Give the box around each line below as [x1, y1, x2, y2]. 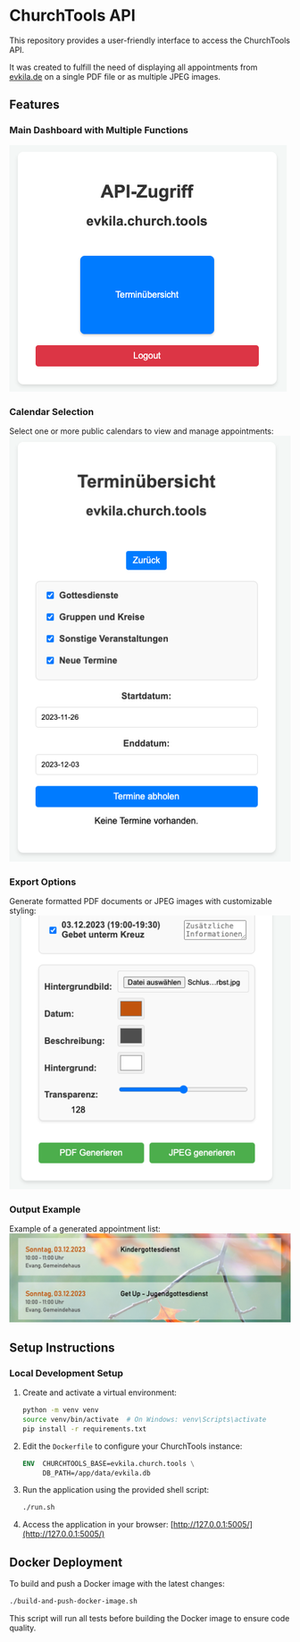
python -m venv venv [21, 1406, 99, 1415]
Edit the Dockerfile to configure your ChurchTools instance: [21, 1441, 243, 1452]
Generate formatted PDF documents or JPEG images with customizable [9, 896, 272, 907]
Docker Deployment [9, 1554, 123, 1570]
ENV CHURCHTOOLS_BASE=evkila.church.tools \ [21, 1459, 195, 1468]
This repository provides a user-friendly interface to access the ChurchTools [9, 35, 291, 46]
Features [9, 97, 60, 113]
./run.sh [21, 1503, 55, 1512]
